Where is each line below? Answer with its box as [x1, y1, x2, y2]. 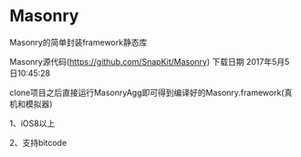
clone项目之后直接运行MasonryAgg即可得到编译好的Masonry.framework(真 [9, 87, 293, 98]
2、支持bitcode [9, 137, 67, 148]
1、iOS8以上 [9, 118, 56, 129]
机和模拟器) [9, 98, 53, 110]
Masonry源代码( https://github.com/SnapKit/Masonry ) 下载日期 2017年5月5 [9, 56, 290, 67]
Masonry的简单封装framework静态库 [9, 37, 148, 47]
